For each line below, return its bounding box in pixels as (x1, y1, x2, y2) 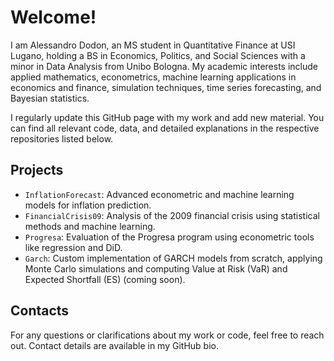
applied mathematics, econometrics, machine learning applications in (10, 71, 297, 83)
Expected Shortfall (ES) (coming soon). (24, 273, 186, 285)
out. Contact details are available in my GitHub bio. (10, 339, 219, 351)
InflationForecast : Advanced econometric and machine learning (24, 188, 295, 200)
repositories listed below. (10, 132, 114, 145)
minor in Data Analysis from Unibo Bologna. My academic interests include (10, 60, 318, 72)
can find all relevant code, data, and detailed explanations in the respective (10, 122, 320, 134)
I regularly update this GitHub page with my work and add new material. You (10, 111, 325, 123)
